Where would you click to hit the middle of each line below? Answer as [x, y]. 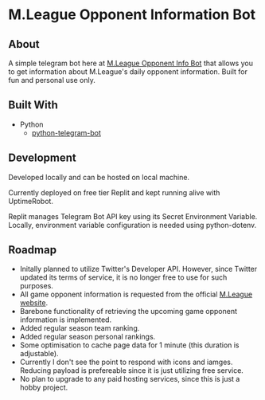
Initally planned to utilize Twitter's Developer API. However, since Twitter [138, 269]
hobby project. [44, 387]
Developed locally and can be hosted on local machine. [99, 177]
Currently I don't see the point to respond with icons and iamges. [126, 362]
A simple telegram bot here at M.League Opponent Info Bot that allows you [131, 63]
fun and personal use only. [52, 80]
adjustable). [39, 354]
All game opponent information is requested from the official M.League [136, 294]
